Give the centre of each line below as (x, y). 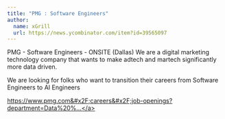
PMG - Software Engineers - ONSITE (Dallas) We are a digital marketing (108, 52)
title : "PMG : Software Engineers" (58, 13)
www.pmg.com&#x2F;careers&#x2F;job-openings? (100, 101)
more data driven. (32, 67)
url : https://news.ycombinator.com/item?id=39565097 (90, 33)
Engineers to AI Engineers (44, 87)
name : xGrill (32, 26)
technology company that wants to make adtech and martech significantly (112, 60)
